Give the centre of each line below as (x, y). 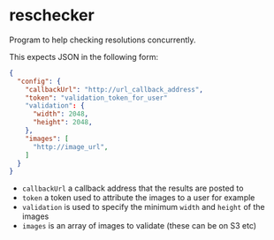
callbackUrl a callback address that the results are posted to (133, 188)
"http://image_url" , (70, 146)
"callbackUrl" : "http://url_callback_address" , (114, 89)
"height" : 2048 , (62, 123)
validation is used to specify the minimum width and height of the (143, 207)
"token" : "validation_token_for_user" (96, 98)
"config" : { (39, 81)
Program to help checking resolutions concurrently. (103, 40)
